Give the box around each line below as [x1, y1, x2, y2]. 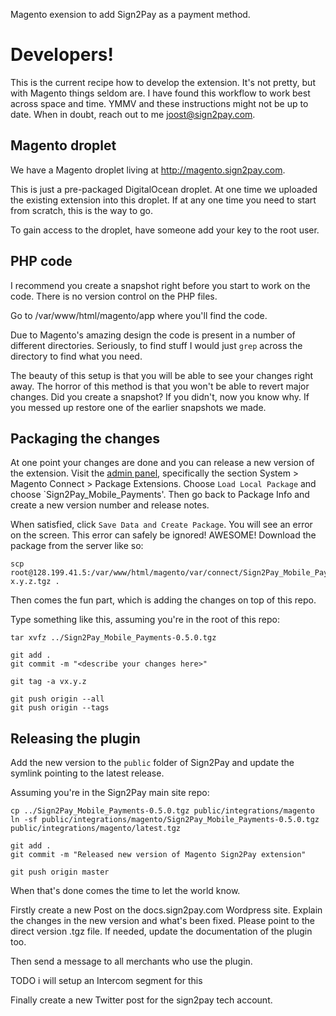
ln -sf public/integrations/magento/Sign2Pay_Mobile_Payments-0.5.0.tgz [10, 815, 320, 825]
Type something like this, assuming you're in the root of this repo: [10, 614, 280, 626]
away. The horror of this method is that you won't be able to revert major [10, 380, 310, 392]
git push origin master [10, 867, 110, 878]
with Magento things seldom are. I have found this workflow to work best [10, 87, 311, 99]
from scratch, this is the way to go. [10, 204, 153, 216]
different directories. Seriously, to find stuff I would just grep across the [10, 339, 303, 351]
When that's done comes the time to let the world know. [10, 885, 241, 897]
